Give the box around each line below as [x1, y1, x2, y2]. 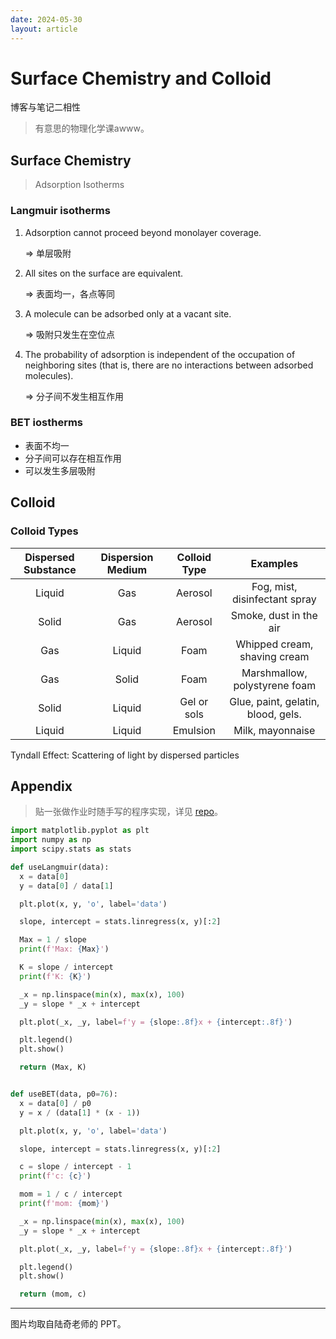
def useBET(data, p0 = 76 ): [10, 1089, 118, 1100]
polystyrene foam [233, 678, 317, 692]
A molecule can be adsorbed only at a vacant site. [24, 307, 232, 320]
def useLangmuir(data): [10, 862, 110, 872]
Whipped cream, [235, 637, 314, 651]
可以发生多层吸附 [24, 464, 96, 476]
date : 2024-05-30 [10, 14, 83, 25]
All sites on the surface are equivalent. [24, 267, 184, 279]
